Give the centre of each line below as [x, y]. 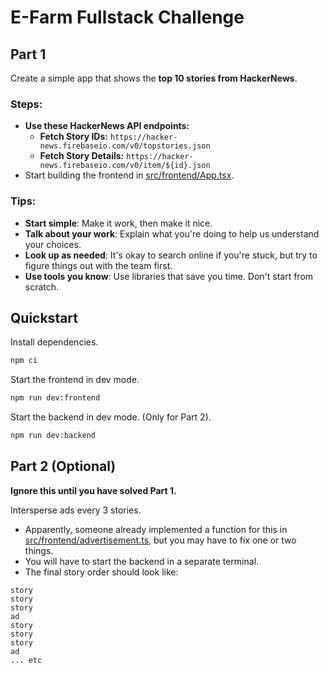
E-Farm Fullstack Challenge [127, 17]
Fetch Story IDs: [73, 137]
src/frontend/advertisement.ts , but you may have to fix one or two [160, 540]
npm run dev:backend [53, 436]
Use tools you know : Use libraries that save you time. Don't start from [169, 276]
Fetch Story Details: [82, 156]
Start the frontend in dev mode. [75, 380]
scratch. [42, 287]
